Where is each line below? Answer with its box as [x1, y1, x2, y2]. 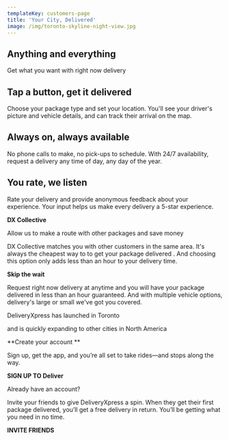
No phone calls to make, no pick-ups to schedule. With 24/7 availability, [7, 149, 209, 158]
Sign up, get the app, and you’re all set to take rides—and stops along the [7, 351, 214, 359]
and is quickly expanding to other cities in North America [7, 324, 167, 332]
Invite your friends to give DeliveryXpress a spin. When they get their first [7, 398, 214, 406]
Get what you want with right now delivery [7, 66, 126, 75]
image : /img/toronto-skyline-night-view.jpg [7, 23, 136, 29]
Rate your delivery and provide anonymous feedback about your [7, 195, 189, 203]
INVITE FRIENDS [7, 426, 55, 434]
